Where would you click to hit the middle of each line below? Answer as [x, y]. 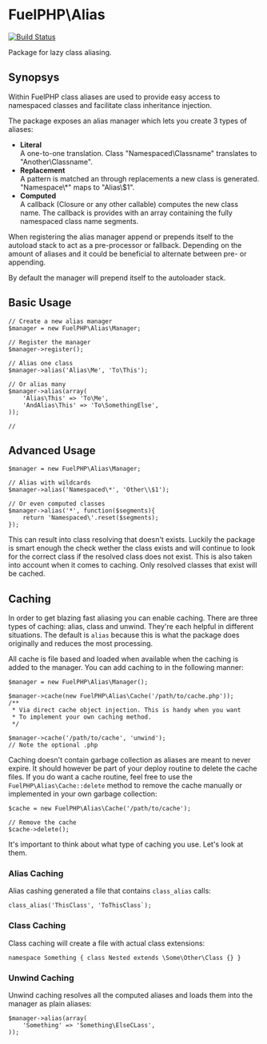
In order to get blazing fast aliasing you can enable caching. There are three [133, 618]
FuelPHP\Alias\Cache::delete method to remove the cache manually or [125, 786]
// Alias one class [41, 363]
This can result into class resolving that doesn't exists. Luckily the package [132, 540]
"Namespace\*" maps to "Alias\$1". [77, 187]
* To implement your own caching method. [82, 717]
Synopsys [34, 78]
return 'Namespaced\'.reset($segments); [91, 518]
